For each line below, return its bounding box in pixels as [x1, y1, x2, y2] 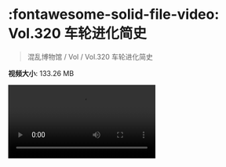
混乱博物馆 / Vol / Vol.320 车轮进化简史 [27, 52, 153, 61]
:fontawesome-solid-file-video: [8, 5, 220, 24]
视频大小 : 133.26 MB [8, 68, 75, 78]
